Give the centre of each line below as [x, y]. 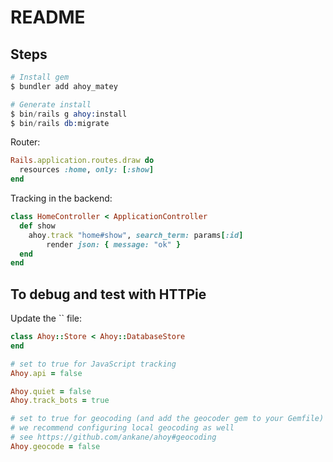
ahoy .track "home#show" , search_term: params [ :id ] [136, 235]
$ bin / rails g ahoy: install [69, 114]
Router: [25, 142]
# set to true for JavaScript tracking [93, 364]
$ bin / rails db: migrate [60, 123]
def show [37, 226]
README [48, 17]
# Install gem [40, 77]
